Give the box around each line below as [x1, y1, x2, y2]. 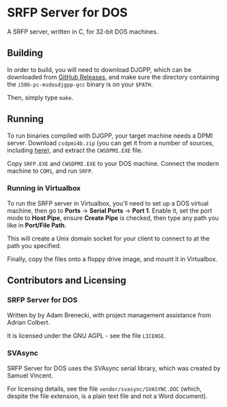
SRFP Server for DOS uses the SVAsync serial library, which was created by [7, 364, 221, 372]
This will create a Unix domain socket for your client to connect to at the [7, 234, 210, 243]
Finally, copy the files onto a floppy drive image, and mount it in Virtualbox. [7, 255, 217, 263]
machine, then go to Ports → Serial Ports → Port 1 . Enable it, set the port [7, 206, 213, 214]
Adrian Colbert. [7, 318, 50, 326]
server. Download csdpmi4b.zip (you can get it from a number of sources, [7, 138, 214, 147]
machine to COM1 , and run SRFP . [7, 166, 94, 175]
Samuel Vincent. [7, 371, 53, 380]
